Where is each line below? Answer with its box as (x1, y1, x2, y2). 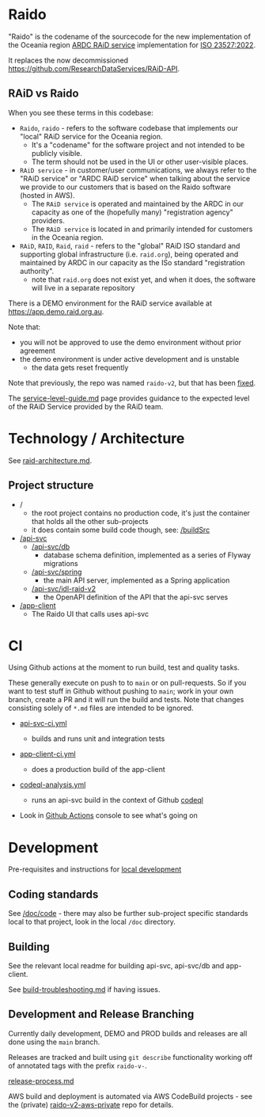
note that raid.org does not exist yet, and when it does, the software (31, 275, 256, 284)
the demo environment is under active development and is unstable (19, 354, 240, 363)
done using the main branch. (8, 1037, 100, 1047)
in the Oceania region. (31, 232, 104, 242)
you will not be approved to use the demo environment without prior (19, 337, 242, 347)
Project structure (8, 479, 94, 492)
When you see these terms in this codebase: (8, 108, 153, 117)
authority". (19, 266, 55, 275)
